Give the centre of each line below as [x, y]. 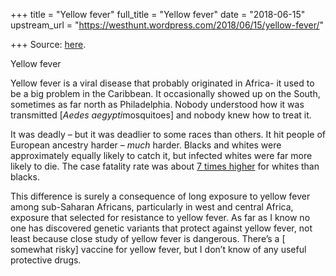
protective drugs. [46, 260]
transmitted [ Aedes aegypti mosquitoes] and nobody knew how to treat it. [161, 115]
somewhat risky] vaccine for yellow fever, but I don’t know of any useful [158, 249]
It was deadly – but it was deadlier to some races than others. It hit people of [168, 134]
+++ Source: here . [48, 44]
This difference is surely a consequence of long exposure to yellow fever [160, 196]
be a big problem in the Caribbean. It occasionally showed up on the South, [165, 93]
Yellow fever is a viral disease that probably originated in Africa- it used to [162, 83]
